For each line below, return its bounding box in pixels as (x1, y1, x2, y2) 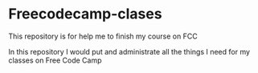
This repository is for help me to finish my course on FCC (8, 31, 199, 41)
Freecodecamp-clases (8, 5, 162, 23)
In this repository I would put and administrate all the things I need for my (8, 47, 251, 56)
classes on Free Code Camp (8, 55, 102, 65)
